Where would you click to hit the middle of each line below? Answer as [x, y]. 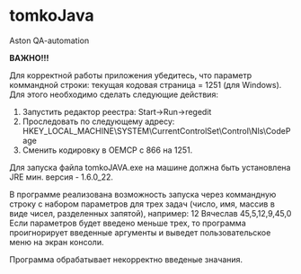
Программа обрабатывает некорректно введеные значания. [126, 259]
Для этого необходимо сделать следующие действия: [114, 94]
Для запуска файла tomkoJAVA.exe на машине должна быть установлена [150, 167]
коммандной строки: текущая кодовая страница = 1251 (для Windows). [146, 84]
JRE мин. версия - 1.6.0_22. [62, 177]
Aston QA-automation [49, 40]
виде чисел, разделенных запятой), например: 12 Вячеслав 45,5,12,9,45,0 [150, 213]
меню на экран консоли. [57, 242]
